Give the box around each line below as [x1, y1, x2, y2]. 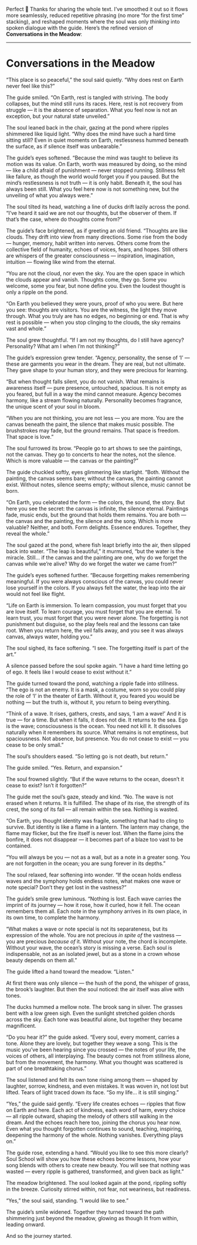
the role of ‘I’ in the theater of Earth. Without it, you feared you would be [6, 692, 180, 699]
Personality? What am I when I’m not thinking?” [6, 342, 120, 350]
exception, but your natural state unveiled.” [6, 112, 110, 120]
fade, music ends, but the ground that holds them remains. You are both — [6, 511, 186, 518]
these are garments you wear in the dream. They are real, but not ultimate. [6, 360, 186, 367]
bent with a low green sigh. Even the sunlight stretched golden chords [6, 1009, 175, 1016]
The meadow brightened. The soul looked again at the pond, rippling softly [6, 1179, 186, 1186]
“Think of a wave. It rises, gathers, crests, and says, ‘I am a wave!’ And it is [6, 710, 186, 717]
